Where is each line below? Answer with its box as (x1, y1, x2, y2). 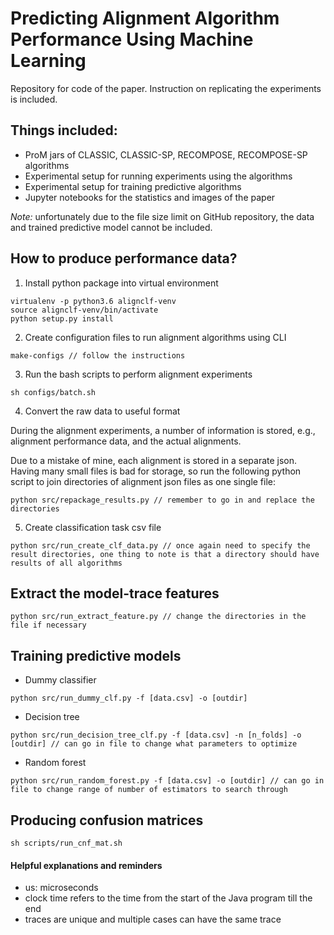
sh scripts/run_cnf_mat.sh (10, 838, 123, 848)
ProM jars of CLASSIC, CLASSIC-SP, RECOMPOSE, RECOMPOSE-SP (24, 148, 308, 161)
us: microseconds (24, 882, 99, 894)
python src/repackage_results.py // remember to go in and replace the (10, 495, 315, 505)
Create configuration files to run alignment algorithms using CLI (24, 331, 287, 343)
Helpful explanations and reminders (10, 859, 163, 871)
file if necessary (10, 620, 87, 631)
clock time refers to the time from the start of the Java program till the (24, 892, 313, 904)
